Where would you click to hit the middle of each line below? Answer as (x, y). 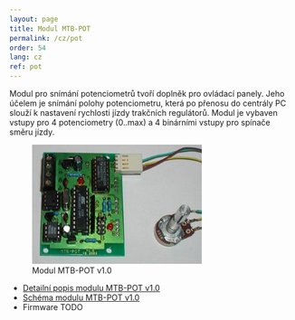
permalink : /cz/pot (46, 38)
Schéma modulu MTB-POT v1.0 (81, 297)
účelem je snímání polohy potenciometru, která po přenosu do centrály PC (148, 103)
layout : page (34, 19)
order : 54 (28, 48)
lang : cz (26, 57)
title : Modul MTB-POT (50, 28)
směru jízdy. (32, 132)
